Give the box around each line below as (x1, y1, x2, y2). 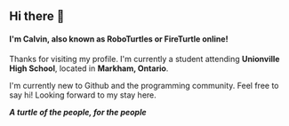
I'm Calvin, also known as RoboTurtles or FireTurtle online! (9, 33, 229, 44)
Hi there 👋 (9, 9, 65, 24)
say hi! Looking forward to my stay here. (9, 90, 157, 100)
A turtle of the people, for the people (9, 106, 147, 117)
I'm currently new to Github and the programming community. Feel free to (9, 80, 279, 91)
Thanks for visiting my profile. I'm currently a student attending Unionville (9, 53, 280, 64)
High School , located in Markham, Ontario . (9, 63, 169, 74)
